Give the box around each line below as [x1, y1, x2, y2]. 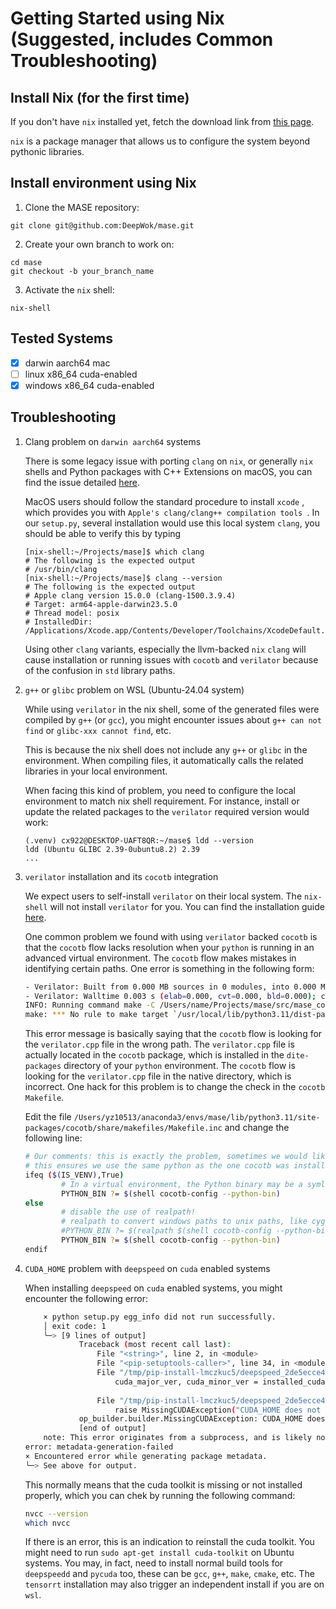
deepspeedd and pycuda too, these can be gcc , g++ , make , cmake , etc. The [24, 1568, 315, 1580]
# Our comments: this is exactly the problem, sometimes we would [24, 1152, 308, 1162]
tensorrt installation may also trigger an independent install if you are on [24, 1578, 325, 1591]
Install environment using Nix [10, 175, 197, 192]
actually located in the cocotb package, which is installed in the [24, 1049, 285, 1061]
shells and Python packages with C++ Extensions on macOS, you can [24, 465, 313, 477]
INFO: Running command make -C [24, 1000, 156, 1011]
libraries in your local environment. [24, 765, 168, 777]
